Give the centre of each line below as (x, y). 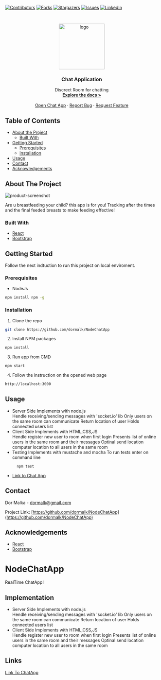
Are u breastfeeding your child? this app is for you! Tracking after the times (80, 205)
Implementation (30, 598)
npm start (15, 366)
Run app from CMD (31, 357)
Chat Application (82, 79)
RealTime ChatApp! (24, 582)
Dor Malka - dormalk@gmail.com (38, 503)
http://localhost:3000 (28, 384)
